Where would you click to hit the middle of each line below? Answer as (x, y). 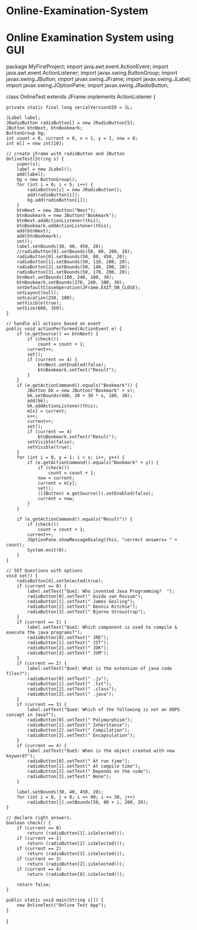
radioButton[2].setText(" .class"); (72, 689)
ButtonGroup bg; (26, 134)
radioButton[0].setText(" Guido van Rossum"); (85, 596)
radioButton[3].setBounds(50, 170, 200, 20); (74, 272)
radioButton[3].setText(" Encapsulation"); (81, 736)
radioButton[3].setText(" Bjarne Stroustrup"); (86, 612)
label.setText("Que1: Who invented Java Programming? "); (101, 591)
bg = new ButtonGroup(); (47, 180)
